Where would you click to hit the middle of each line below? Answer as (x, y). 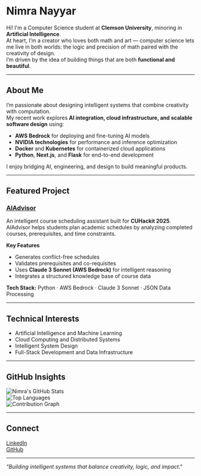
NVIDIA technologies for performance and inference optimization (96, 142)
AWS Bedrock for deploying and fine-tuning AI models (82, 136)
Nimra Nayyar (41, 11)
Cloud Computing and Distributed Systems (68, 340)
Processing (20, 294)
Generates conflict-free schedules (57, 257)
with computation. (28, 111)
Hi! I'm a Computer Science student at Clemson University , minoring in (94, 28)
